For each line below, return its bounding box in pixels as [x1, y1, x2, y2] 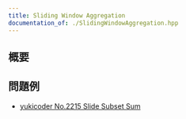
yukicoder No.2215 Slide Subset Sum [19, 101, 141, 111]
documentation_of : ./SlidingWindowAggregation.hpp [8, 19, 179, 27]
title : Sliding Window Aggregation [8, 11, 126, 20]
